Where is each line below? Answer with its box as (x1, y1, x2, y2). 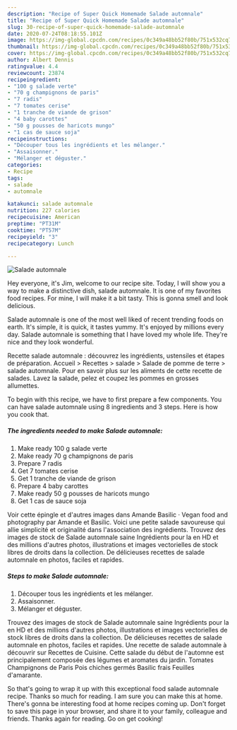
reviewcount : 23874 (7, 69, 65, 76)
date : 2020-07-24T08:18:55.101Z (7, 30, 102, 37)
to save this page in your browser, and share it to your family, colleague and (7, 707, 228, 716)
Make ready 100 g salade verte (17, 445, 108, 453)
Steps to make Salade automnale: (7, 572, 109, 580)
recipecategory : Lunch (7, 240, 74, 247)
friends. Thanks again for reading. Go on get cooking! (7, 714, 164, 723)
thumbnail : (7, 43, 39, 50)
